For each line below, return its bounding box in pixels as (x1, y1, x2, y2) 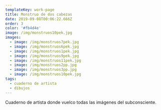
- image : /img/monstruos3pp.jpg (9, 67, 77, 72)
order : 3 (5, 21, 23, 26)
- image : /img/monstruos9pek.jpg (9, 53, 79, 58)
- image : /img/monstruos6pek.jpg (9, 44, 79, 49)
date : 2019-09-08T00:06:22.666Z (5, 16, 72, 21)
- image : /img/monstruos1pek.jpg (9, 49, 79, 54)
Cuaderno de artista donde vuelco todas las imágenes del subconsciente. (5, 99, 157, 105)
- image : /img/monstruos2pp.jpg (9, 62, 77, 67)
